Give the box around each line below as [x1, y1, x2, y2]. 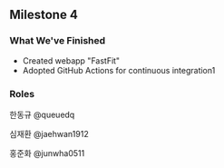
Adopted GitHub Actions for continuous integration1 [22, 64, 216, 75]
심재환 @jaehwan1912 [9, 128, 89, 139]
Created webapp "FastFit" [22, 54, 121, 66]
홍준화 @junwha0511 [9, 147, 85, 158]
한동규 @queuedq [9, 109, 75, 120]
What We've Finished [9, 35, 106, 47]
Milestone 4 [9, 7, 79, 23]
